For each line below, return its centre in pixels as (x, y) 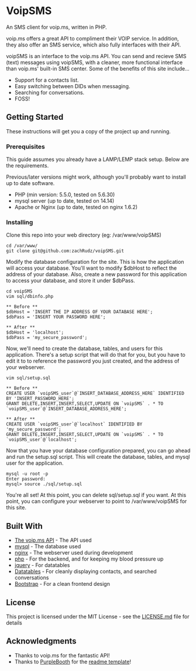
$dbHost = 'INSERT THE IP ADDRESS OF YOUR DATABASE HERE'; (80, 312)
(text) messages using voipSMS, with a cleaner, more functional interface (94, 62)
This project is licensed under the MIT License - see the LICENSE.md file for (98, 616)
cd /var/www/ (22, 246)
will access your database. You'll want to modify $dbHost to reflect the (92, 268)
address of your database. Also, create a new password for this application (97, 274)
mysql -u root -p (27, 474)
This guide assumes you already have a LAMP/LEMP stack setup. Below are (98, 159)
